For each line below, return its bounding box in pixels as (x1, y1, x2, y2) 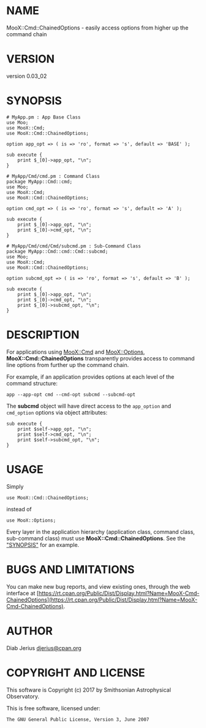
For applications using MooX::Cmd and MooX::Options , (6, 348, 145, 355)
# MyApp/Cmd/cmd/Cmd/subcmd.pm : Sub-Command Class (6, 243, 141, 249)
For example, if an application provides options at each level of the (6, 373, 175, 381)
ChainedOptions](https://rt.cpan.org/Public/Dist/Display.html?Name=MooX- (6, 596, 198, 603)
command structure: (6, 379, 58, 387)
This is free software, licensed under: (6, 704, 101, 712)
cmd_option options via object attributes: (6, 409, 108, 416)
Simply (6, 482, 24, 490)
